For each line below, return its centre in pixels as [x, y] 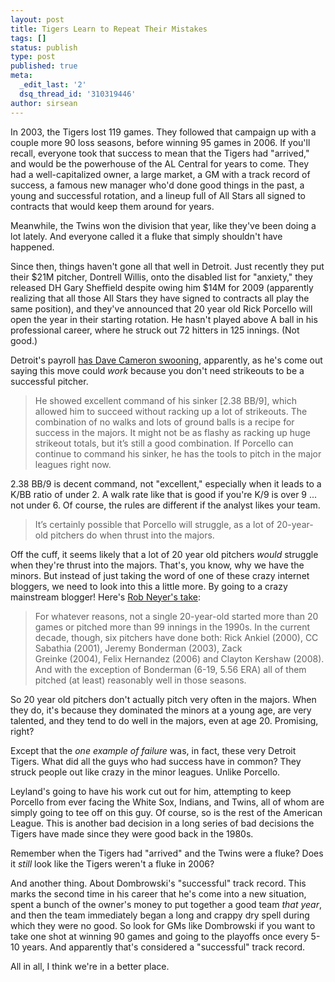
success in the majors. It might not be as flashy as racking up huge [172, 432]
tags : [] [28, 38]
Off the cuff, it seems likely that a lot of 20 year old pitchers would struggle [164, 554]
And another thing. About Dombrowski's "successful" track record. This [158, 883]
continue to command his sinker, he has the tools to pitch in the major [178, 453]
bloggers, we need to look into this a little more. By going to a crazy [149, 586]
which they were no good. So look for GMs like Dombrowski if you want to [163, 925]
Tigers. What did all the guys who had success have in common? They [156, 761]
